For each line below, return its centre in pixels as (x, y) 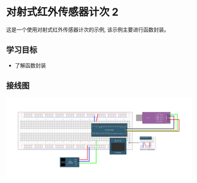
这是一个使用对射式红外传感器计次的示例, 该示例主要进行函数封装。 (88, 30)
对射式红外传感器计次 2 (63, 12)
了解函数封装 (30, 65)
